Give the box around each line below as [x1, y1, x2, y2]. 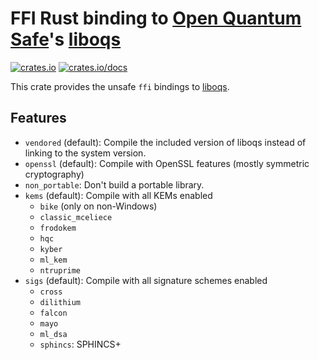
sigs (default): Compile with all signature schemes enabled [24, 274, 268, 286]
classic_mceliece [39, 212, 113, 222]
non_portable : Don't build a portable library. [24, 178, 205, 191]
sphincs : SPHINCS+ [39, 338, 122, 350]
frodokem [39, 223, 77, 233]
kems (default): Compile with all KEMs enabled [24, 189, 213, 201]
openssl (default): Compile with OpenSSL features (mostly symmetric [24, 157, 310, 169]
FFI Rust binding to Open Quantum [10, 7, 302, 30]
